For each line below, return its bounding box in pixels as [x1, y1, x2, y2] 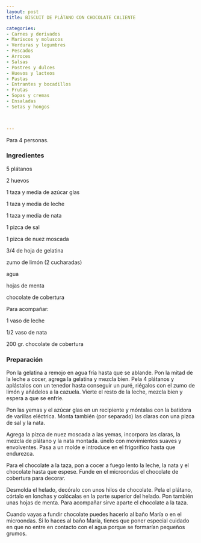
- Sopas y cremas [6, 93, 50, 99]
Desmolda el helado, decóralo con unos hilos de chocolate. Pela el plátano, [6, 486, 193, 494]
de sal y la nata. [6, 419, 45, 427]
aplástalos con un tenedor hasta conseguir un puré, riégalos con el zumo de [6, 382, 196, 389]
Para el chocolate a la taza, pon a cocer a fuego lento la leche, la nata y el [6, 462, 190, 469]
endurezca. [6, 450, 34, 457]
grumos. [6, 530, 27, 537]
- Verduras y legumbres [6, 42, 66, 48]
